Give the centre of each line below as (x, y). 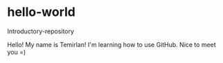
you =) (17, 52)
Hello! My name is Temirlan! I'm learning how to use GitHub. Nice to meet (111, 44)
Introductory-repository (41, 31)
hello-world (42, 12)
